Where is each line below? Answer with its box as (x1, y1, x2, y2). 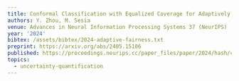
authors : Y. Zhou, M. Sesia (7, 17, 91, 24)
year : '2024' (7, 30, 46, 37)
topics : (7, 56, 31, 63)
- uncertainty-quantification (14, 63, 103, 70)
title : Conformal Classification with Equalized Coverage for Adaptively (7, 10, 231, 18)
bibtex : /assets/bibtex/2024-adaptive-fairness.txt (7, 37, 164, 44)
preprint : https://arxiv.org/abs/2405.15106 (7, 43, 142, 50)
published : (7, 50, 40, 57)
